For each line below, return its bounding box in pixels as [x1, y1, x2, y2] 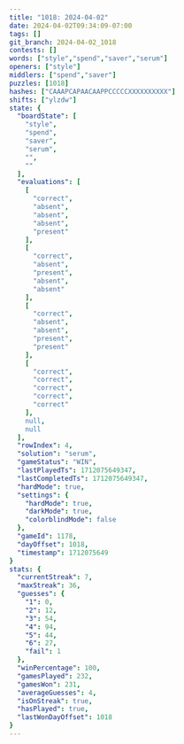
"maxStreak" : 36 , [17, 581, 81, 590]
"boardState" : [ [17, 112, 77, 120]
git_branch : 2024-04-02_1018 [9, 37, 117, 47]
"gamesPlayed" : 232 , [17, 671, 93, 680]
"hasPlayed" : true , [17, 705, 89, 714]
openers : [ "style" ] [9, 63, 81, 72]
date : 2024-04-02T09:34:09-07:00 [9, 21, 133, 30]
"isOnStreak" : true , [17, 696, 93, 705]
